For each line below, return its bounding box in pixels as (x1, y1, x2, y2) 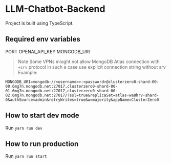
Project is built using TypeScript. (5, 20, 74, 26)
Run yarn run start (5, 153, 47, 159)
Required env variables (5, 35, 80, 44)
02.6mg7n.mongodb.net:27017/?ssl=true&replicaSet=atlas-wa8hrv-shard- (5, 93, 159, 98)
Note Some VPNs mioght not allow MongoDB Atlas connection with (17, 58, 160, 65)
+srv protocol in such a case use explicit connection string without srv (17, 64, 166, 70)
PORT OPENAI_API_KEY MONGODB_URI (5, 48, 90, 54)
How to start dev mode (5, 111, 79, 120)
